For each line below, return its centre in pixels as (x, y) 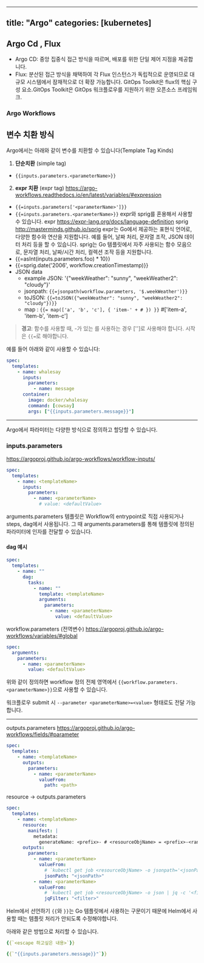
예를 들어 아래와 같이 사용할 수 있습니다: (53, 349)
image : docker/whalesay (58, 400)
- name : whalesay (39, 372)
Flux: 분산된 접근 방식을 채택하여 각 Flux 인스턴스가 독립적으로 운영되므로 (102, 74)
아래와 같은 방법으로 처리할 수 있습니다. (53, 931)
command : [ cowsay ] (51, 405)
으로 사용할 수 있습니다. (80, 690)
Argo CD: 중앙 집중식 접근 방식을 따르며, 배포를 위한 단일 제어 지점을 (96, 59)
